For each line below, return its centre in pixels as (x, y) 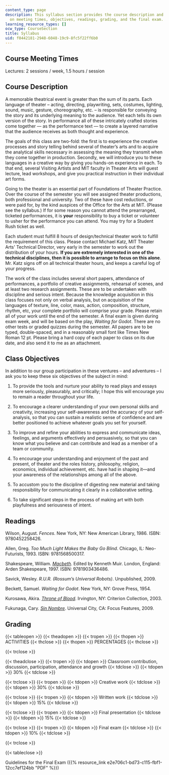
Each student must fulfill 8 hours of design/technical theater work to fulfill (82, 236)
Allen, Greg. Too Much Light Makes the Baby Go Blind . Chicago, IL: (75, 549)
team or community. (33, 449)
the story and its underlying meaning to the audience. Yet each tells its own (83, 115)
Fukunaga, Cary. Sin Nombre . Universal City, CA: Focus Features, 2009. (80, 608)
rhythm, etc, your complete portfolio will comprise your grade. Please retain (84, 311)
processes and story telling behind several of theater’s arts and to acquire (82, 146)
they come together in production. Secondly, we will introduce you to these (83, 157)
